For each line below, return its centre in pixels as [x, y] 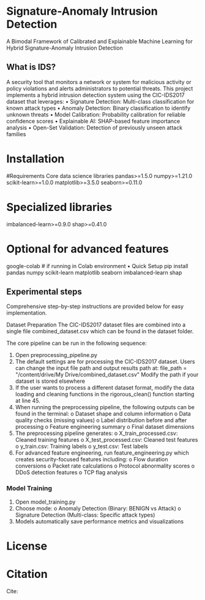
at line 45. [28, 401]
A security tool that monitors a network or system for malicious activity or [99, 82]
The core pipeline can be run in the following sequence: [76, 343]
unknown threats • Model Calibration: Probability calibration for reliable [96, 114]
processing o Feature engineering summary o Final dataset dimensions [105, 427]
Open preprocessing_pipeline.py [56, 355]
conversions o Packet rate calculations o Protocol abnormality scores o [105, 466]
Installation [35, 159]
